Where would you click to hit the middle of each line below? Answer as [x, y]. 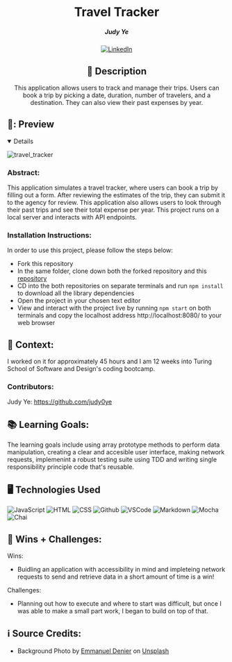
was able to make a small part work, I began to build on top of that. [113, 611]
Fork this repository [45, 264]
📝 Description [117, 71]
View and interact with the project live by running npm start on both [114, 308]
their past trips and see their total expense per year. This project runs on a [113, 210]
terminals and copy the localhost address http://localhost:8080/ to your [119, 315]
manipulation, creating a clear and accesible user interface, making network [116, 452]
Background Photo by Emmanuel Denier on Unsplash [93, 651]
